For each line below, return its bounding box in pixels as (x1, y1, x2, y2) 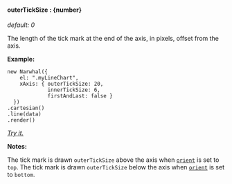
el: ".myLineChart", (19, 75, 79, 82)
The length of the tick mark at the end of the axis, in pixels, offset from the (7, 35, 220, 43)
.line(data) (7, 111, 42, 118)
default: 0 (7, 21, 35, 29)
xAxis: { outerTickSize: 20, (19, 80, 104, 88)
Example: (7, 55, 35, 64)
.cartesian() (7, 104, 45, 112)
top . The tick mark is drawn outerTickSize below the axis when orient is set (7, 163, 225, 172)
